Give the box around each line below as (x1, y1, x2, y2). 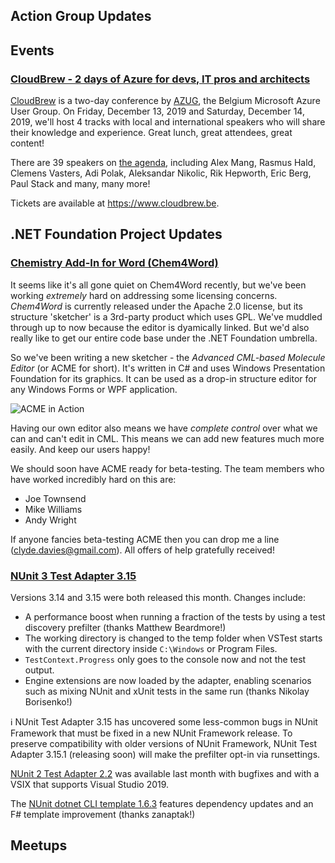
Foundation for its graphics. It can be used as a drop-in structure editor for (10, 372, 317, 384)
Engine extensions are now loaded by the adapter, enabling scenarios (24, 675, 312, 687)
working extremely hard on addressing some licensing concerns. (10, 289, 278, 301)
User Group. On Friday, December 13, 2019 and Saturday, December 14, (10, 105, 305, 118)
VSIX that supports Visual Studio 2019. (10, 779, 170, 791)
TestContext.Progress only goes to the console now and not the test (24, 654, 307, 666)
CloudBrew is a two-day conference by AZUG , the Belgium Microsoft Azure (10, 95, 321, 107)
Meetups (10, 837, 68, 854)
